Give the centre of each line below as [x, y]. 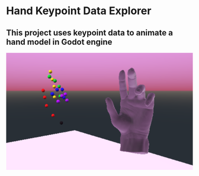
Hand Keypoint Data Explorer [79, 11]
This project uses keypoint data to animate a [90, 33]
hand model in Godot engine [59, 42]
